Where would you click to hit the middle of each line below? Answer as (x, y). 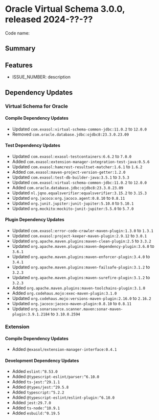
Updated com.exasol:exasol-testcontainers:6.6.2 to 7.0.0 (72, 156)
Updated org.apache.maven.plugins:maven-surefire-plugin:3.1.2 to (81, 278)
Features (19, 65)
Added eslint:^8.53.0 (35, 371)
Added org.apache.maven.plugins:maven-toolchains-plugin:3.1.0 (79, 288)
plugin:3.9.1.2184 (31, 315)
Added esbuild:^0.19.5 (36, 413)
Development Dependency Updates (42, 360)
